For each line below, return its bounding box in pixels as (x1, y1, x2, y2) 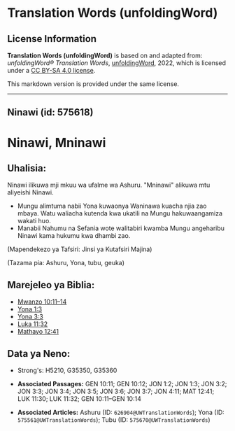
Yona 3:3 (17, 313, 44, 321)
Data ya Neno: (7, 348, 71, 360)
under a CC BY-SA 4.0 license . (7, 66, 96, 74)
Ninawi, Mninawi (7, 134, 106, 150)
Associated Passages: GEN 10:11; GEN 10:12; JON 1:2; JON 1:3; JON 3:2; (17, 380, 227, 388)
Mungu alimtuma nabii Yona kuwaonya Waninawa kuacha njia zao (17, 202, 208, 211)
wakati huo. (17, 217, 51, 225)
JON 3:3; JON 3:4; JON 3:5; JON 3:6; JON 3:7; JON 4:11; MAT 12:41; (17, 387, 215, 396)
